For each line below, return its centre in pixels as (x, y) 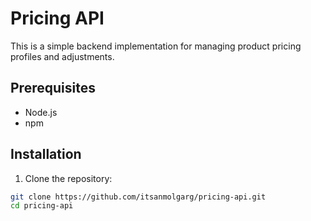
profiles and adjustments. (62, 56)
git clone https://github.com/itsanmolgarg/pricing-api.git (138, 197)
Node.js (41, 112)
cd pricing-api (42, 206)
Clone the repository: (68, 178)
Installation (46, 154)
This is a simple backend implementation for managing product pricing (156, 46)
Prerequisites (53, 88)
